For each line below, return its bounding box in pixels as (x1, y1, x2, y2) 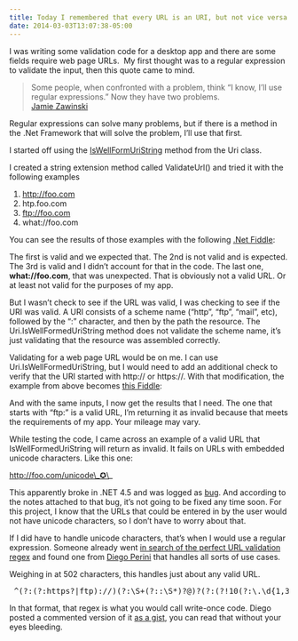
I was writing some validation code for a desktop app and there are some (9, 45, 277, 56)
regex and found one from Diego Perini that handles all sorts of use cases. (9, 551, 281, 562)
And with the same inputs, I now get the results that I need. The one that (9, 397, 273, 408)
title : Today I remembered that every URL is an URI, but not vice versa (9, 12, 288, 22)
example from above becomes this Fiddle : (9, 380, 162, 391)
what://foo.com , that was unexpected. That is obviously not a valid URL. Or (9, 270, 286, 281)
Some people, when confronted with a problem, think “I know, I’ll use (30, 82, 282, 92)
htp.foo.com (21, 197, 67, 209)
